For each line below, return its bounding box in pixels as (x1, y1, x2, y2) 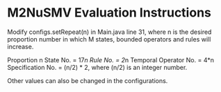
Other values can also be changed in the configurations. (7, 76, 168, 84)
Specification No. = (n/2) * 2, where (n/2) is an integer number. (7, 63, 188, 71)
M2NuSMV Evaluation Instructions (7, 5, 212, 21)
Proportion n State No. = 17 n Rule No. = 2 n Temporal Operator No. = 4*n (7, 55, 214, 64)
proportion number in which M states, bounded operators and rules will (7, 35, 211, 43)
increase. (7, 42, 34, 50)
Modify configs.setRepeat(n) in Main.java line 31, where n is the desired (7, 28, 212, 36)
